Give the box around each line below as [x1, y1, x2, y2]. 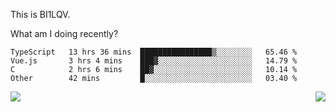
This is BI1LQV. [10, 9, 71, 20]
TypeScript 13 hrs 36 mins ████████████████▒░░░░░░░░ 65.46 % [10, 47, 298, 57]
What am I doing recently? [10, 28, 119, 39]
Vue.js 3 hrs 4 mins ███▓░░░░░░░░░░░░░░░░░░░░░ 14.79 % [10, 56, 298, 66]
